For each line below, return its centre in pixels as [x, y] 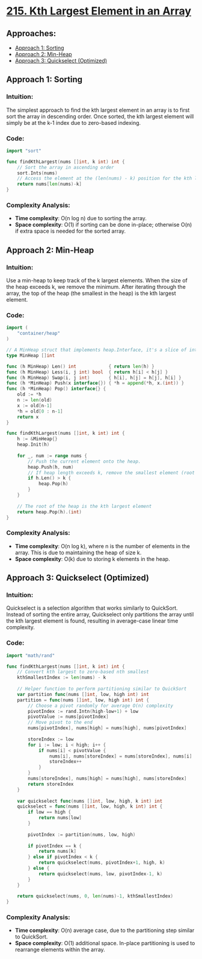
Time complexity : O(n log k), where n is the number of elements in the [103, 546]
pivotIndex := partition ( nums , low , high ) [82, 834]
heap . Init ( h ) [33, 445]
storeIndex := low [51, 739]
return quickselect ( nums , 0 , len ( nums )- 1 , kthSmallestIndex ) [95, 896]
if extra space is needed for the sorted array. [70, 231]
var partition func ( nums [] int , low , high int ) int [83, 694]
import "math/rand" [31, 656]
